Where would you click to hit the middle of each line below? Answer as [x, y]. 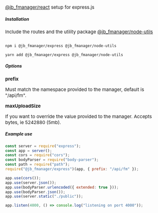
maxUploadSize [23, 106]
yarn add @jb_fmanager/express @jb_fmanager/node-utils [64, 55]
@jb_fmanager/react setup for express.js [50, 7]
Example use [19, 134]
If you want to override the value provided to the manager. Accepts [79, 116]
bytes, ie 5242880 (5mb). [33, 122]
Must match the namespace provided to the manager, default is [75, 89]
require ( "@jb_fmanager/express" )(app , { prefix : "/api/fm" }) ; [72, 169]
